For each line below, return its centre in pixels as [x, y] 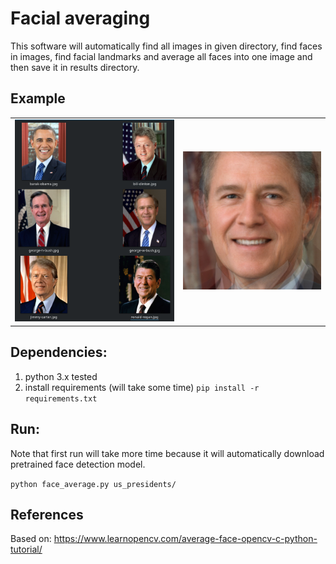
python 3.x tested [61, 376]
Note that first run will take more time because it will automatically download [167, 453]
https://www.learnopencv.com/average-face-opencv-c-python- [185, 539]
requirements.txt [61, 398]
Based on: [31, 539]
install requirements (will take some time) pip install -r [142, 387]
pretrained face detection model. [78, 464]
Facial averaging [80, 18]
